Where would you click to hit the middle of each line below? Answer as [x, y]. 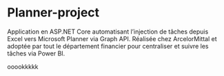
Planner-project [53, 13]
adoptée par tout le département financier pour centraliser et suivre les [108, 46]
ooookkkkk [23, 66]
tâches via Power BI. [36, 53]
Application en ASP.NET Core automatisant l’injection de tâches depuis [108, 31]
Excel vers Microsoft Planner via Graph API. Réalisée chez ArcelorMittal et [112, 38]
